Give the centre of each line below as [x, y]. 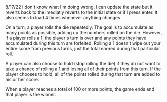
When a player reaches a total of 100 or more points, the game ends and [80, 89]
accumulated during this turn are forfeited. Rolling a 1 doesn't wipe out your [83, 43]
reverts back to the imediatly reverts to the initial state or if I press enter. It [81, 12]
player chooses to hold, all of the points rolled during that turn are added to [83, 74]
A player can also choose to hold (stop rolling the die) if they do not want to [83, 63]
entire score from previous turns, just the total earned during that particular [83, 49]
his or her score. [22, 79]
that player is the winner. [31, 94]
